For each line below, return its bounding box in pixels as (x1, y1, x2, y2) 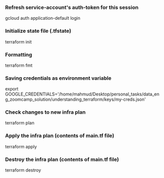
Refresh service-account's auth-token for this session (5, 4, 139, 11)
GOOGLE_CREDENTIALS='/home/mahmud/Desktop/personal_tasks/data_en (5, 91, 160, 97)
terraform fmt (5, 62, 33, 68)
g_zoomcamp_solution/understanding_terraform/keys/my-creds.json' (5, 96, 146, 102)
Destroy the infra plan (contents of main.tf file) (5, 156, 120, 163)
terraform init (5, 39, 32, 44)
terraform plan (5, 120, 35, 126)
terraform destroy (5, 167, 41, 173)
